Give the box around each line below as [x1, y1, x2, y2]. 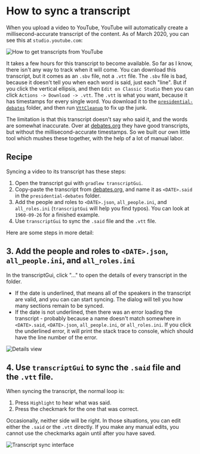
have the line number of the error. [14, 333, 98, 341]
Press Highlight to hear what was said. [14, 399, 112, 406]
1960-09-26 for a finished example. [14, 211, 100, 218]
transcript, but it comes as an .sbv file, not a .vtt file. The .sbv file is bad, [6, 72, 187, 79]
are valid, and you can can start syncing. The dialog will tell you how [14, 295, 183, 302]
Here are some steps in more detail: [6, 228, 94, 236]
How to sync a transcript [6, 4, 131, 18]
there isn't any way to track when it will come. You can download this [6, 66, 176, 73]
